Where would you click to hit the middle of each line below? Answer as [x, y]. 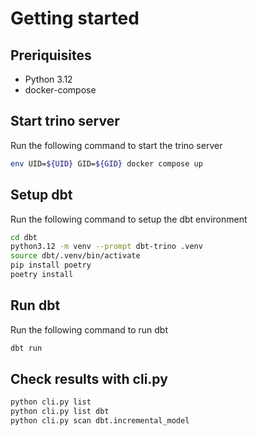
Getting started [75, 18]
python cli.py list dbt [60, 412]
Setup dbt [41, 195]
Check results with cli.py [89, 378]
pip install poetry [51, 265]
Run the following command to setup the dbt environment [129, 219]
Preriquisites [51, 55]
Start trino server [65, 121]
